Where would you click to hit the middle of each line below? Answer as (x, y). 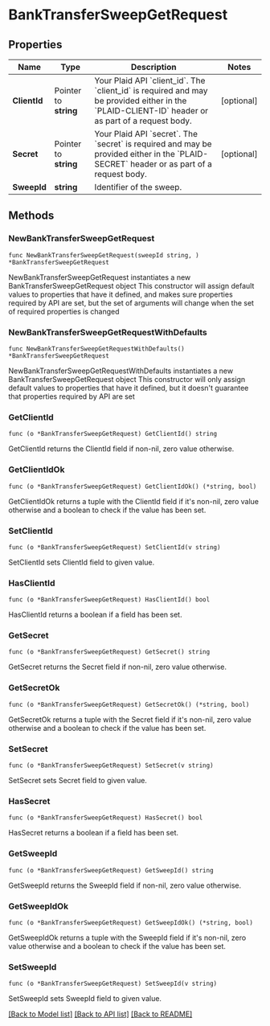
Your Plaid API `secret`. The (146, 134)
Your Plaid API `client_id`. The (150, 80)
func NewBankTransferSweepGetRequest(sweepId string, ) (104, 255)
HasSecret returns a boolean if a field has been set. (94, 833)
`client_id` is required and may (151, 90)
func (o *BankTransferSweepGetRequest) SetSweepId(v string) (113, 984)
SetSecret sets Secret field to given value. (78, 781)
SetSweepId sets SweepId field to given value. (85, 999)
